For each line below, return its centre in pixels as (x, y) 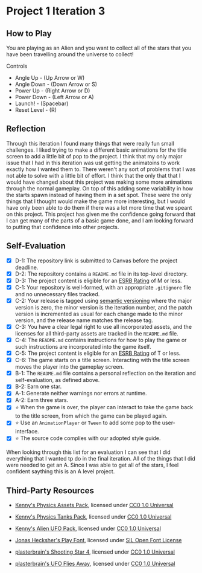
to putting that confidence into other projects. (63, 227)
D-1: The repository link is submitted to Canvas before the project (96, 261)
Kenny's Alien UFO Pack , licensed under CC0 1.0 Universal (88, 529)
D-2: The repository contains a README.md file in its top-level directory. (101, 274)
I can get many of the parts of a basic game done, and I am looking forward (100, 220)
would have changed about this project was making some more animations (99, 182)
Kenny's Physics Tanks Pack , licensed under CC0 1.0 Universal (93, 517)
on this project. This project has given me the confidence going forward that (101, 214)
